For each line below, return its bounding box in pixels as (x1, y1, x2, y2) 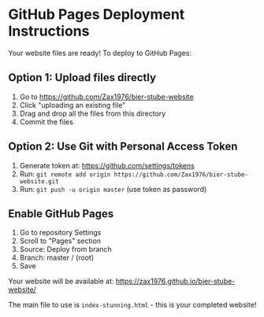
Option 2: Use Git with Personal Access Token (8, 140, 238, 153)
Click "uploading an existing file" (19, 100, 126, 109)
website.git (19, 177, 59, 186)
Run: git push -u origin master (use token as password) (19, 184, 207, 194)
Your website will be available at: (8, 277, 114, 286)
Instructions (8, 22, 90, 40)
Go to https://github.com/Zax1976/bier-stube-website (19, 92, 195, 101)
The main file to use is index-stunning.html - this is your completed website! (8, 300, 257, 310)
